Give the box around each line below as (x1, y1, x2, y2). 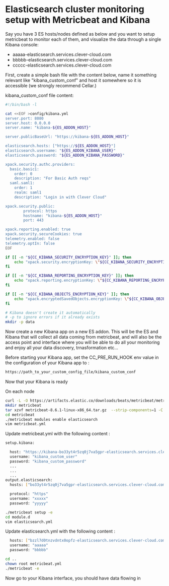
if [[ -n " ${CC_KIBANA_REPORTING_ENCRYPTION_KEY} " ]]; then (5, 273, 134, 278)
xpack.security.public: (5, 204, 55, 209)
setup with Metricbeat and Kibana (5, 14, 150, 26)
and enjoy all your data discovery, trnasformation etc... (5, 345, 118, 351)
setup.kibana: (5, 440, 35, 445)
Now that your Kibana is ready (5, 379, 68, 385)
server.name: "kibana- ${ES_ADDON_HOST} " (5, 125, 92, 131)
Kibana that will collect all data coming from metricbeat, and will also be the (5, 334, 162, 340)
